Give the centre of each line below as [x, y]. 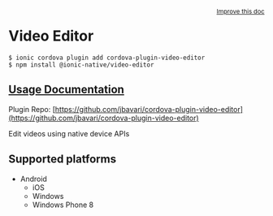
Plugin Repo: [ [32, 109]
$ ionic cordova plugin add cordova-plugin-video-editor [107, 58]
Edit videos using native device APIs [69, 133]
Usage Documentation [66, 90]
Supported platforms [62, 160]
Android [33, 179]
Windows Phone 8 [63, 205]
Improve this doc [240, 11]
